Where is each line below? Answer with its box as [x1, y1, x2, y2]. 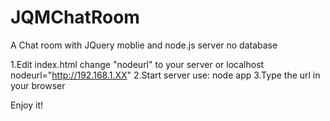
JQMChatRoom [10, 6, 140, 29]
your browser [10, 79, 66, 91]
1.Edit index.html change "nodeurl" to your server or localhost [10, 58, 265, 70]
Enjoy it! [10, 99, 44, 111]
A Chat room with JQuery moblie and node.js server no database [10, 39, 278, 51]
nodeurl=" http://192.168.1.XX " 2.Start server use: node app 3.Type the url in [10, 69, 321, 81]
